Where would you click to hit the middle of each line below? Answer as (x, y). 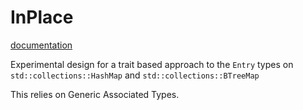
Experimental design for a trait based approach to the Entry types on (152, 64)
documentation (41, 45)
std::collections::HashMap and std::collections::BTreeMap (135, 75)
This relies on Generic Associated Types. (95, 94)
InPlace (42, 17)
